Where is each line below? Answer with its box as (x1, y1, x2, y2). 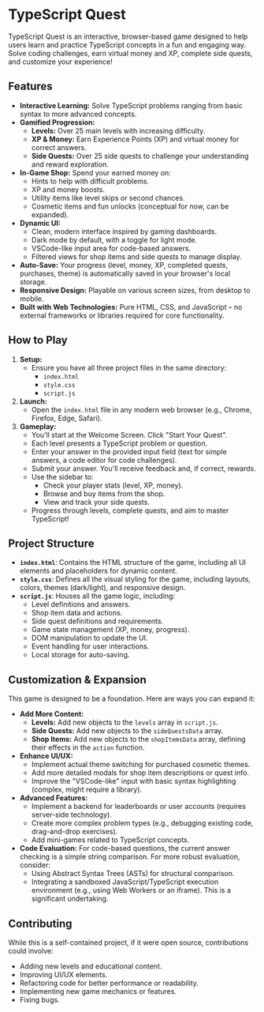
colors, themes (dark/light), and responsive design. (19, 583, 186, 593)
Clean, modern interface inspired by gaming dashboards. (31, 227, 218, 236)
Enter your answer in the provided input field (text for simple (31, 446, 227, 456)
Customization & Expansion (8, 673, 147, 687)
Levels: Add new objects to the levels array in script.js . (31, 717, 218, 728)
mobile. (19, 294, 45, 303)
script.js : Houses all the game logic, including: (19, 591, 176, 601)
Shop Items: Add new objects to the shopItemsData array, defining (31, 735, 246, 744)
